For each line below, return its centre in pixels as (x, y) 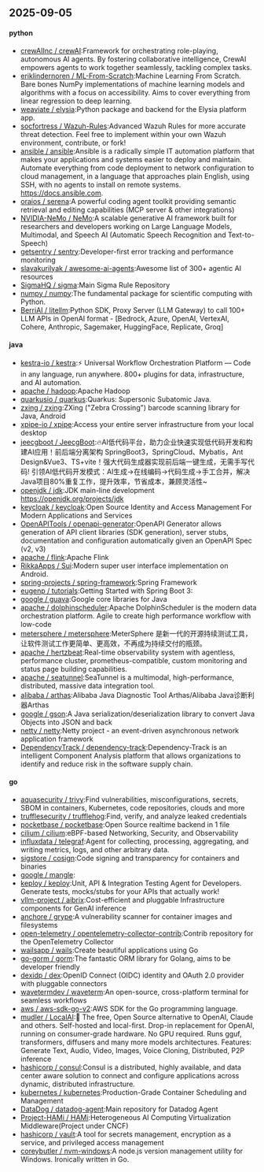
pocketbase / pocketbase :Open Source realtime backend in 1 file (125, 825)
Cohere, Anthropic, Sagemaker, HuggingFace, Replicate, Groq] (122, 327)
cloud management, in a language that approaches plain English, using (135, 176)
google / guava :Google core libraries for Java (93, 599)
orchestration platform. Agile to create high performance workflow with (136, 616)
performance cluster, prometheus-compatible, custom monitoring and (134, 660)
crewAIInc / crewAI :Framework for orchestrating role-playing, (119, 50)
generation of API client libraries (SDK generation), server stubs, (124, 532)
